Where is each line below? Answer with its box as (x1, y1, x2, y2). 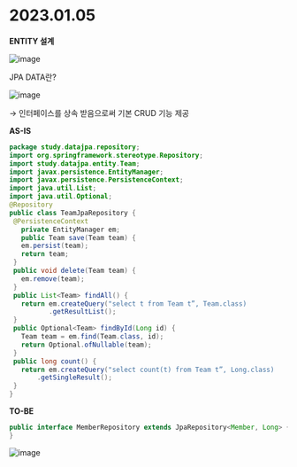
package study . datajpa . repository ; (9, 143, 141, 152)
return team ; (20, 250, 69, 259)
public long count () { (12, 356, 97, 366)
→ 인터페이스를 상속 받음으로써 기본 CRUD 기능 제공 (9, 107, 190, 118)
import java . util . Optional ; (9, 192, 113, 201)
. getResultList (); (48, 307, 117, 316)
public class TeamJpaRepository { (9, 208, 137, 217)
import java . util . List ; (9, 183, 97, 193)
